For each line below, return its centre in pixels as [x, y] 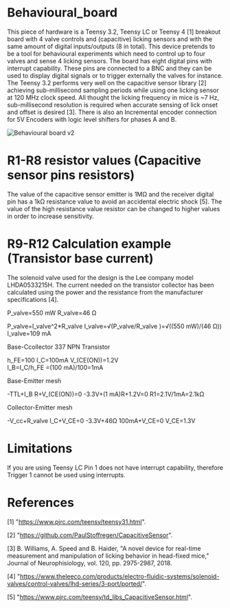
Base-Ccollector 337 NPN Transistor [59, 347]
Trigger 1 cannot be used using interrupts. [66, 475]
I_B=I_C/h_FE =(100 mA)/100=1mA [55, 367]
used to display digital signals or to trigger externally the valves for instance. [115, 75]
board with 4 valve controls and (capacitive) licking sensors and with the [110, 39]
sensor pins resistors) [71, 175]
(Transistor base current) [80, 259]
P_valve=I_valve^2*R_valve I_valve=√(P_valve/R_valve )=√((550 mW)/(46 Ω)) [114, 326]
